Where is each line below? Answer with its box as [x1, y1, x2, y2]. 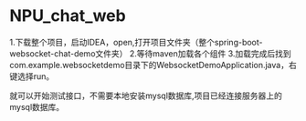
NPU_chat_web [9, 5, 126, 26]
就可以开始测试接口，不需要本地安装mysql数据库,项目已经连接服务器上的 [9, 90, 283, 101]
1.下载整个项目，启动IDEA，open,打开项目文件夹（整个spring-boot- [9, 36, 263, 47]
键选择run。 [9, 70, 55, 82]
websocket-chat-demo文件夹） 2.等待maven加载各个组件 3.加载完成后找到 [9, 47, 292, 59]
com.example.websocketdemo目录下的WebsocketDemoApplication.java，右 [9, 59, 297, 70]
